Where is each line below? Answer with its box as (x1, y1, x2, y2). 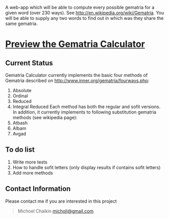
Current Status (5, 59, 53, 67)
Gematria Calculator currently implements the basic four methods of (5, 72, 148, 78)
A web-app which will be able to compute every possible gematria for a (5, 5, 155, 10)
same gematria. (5, 20, 38, 26)
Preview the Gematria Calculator (5, 38, 145, 50)
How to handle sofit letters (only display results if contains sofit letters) (12, 164, 161, 170)
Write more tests (12, 159, 48, 165)
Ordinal (12, 93, 28, 99)
